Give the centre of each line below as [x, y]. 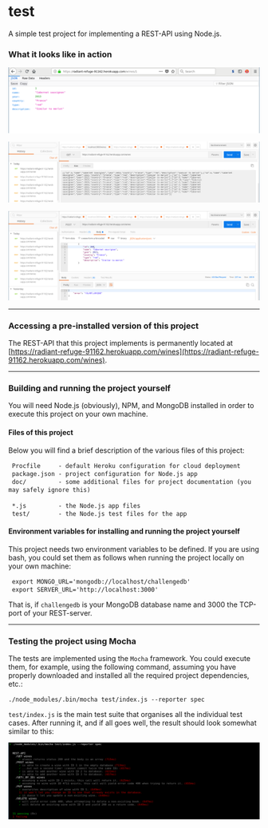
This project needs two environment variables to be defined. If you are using [134, 549]
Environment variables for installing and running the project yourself [124, 531]
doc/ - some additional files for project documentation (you [131, 481]
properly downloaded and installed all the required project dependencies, [129, 675]
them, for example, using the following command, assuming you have [122, 667]
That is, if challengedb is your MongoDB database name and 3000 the [123, 604]
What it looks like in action [60, 54]
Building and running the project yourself [90, 388]
